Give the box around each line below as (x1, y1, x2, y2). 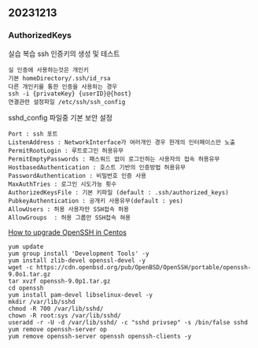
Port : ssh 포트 (8, 130, 58, 138)
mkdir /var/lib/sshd (8, 298, 76, 305)
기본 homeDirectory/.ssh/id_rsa (8, 74, 112, 82)
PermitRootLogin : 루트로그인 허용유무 (8, 146, 124, 154)
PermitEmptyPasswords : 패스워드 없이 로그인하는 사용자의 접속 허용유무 (8, 155, 220, 163)
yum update (8, 242, 44, 250)
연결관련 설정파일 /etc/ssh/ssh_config (8, 98, 126, 106)
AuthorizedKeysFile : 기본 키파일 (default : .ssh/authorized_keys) (8, 188, 230, 196)
